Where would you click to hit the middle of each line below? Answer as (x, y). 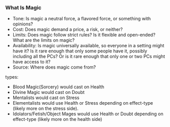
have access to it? (31, 62)
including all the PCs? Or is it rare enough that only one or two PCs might (89, 56)
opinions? (23, 24)
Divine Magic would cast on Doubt (48, 92)
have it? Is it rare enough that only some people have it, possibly (80, 51)
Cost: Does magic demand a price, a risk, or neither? (67, 29)
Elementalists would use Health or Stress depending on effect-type (83, 103)
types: (12, 77)
